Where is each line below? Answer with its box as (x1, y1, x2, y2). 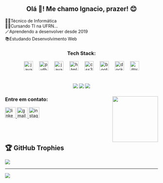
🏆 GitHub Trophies (5, 143, 65, 152)
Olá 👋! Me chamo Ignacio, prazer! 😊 (26, 5, 137, 13)
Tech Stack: (67, 50, 96, 57)
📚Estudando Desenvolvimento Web (5, 36, 77, 41)
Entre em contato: (5, 96, 49, 102)
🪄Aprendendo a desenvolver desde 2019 (5, 28, 88, 34)
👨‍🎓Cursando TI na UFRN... (5, 23, 58, 29)
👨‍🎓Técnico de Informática (5, 18, 57, 23)
